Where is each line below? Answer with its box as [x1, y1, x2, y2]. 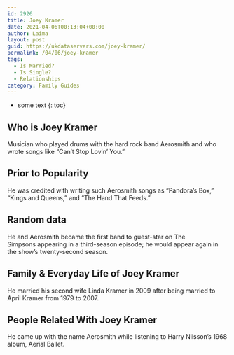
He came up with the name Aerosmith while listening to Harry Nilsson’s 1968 [7, 333, 228, 341]
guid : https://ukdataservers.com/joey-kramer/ [7, 43, 146, 50]
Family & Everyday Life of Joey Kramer [7, 267, 180, 280]
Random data [7, 214, 67, 226]
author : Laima [7, 29, 49, 37]
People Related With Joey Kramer [7, 314, 158, 326]
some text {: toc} [17, 101, 67, 109]
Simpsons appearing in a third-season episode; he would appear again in [7, 239, 219, 249]
